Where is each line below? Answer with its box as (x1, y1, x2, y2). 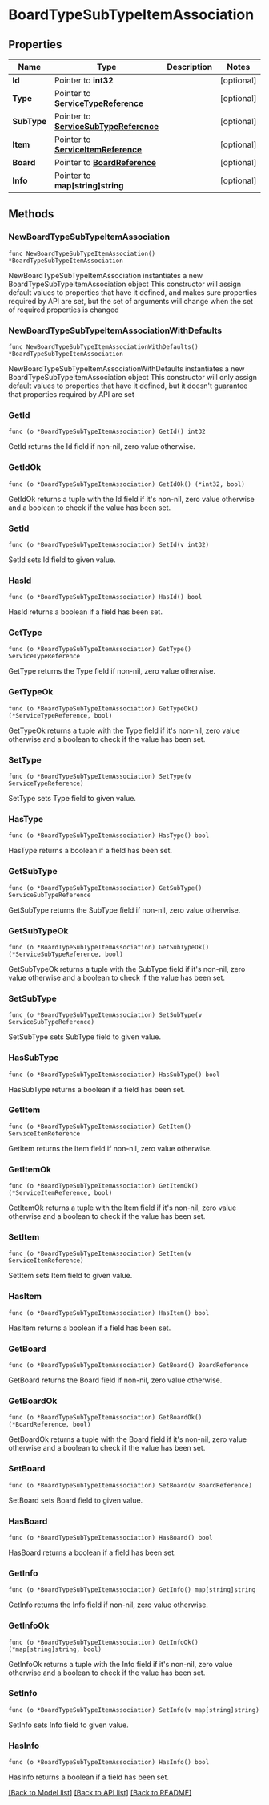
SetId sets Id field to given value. (8, 555, 116, 565)
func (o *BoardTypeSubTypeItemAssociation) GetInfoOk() (8, 1638, 199, 1646)
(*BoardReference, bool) (8, 1421, 91, 1429)
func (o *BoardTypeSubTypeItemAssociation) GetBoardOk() (8, 1414, 203, 1422)
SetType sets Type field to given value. (8, 794, 136, 803)
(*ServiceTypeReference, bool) (8, 711, 113, 719)
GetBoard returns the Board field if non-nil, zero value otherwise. (8, 1375, 223, 1385)
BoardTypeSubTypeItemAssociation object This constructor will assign (8, 279, 242, 289)
